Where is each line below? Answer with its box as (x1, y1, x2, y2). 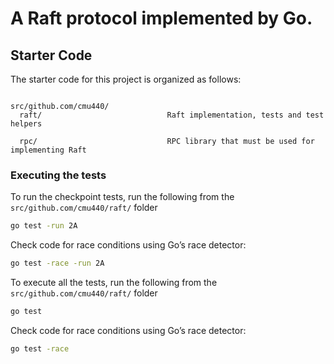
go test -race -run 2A (10, 258, 105, 269)
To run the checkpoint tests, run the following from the (10, 191, 235, 203)
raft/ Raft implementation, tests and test (19, 110, 325, 120)
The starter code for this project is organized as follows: (10, 73, 242, 85)
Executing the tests (10, 168, 107, 182)
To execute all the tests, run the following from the (10, 277, 218, 289)
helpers (10, 119, 43, 129)
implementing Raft (10, 145, 87, 155)
